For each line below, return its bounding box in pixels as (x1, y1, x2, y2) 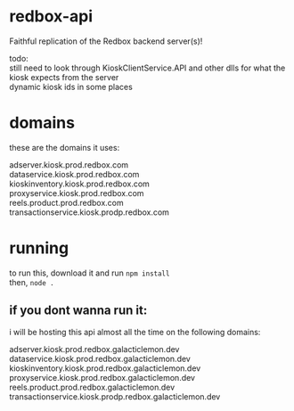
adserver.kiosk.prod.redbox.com (9, 159, 129, 170)
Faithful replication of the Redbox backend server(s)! (9, 36, 203, 46)
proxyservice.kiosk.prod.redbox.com (9, 187, 144, 198)
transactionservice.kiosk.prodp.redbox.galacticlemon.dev (9, 390, 221, 402)
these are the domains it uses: (9, 142, 120, 152)
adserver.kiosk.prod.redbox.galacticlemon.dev (9, 343, 180, 354)
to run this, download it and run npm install (9, 267, 170, 278)
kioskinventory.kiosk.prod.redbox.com (9, 178, 150, 189)
